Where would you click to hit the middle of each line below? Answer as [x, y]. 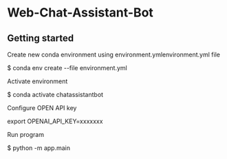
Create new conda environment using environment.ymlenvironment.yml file [113, 54]
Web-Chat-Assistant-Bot [80, 13]
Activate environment [37, 81]
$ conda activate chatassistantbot [55, 95]
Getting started [41, 38]
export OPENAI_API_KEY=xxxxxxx [55, 121]
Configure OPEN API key [42, 108]
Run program [26, 135]
